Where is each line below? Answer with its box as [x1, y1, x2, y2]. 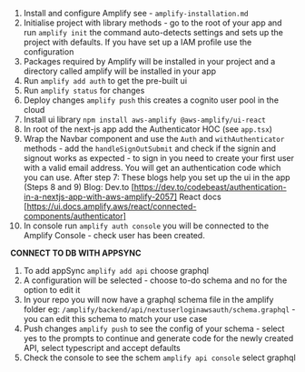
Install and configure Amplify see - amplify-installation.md [23, 8, 249, 18]
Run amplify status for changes [23, 85, 145, 96]
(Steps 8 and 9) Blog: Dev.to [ [23, 182, 135, 192]
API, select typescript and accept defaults [23, 343, 181, 353]
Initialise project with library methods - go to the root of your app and [23, 17, 282, 28]
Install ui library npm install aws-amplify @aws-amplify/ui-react [23, 114, 266, 125]
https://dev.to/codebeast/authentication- [133, 182, 287, 192]
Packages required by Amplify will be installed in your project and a [23, 56, 276, 66]
